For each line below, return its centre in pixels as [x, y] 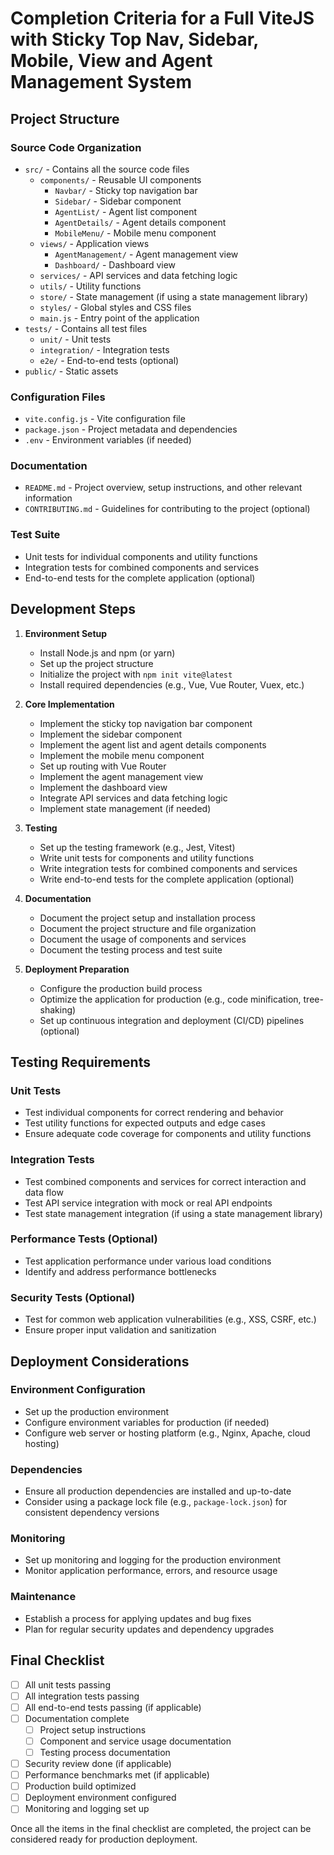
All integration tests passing [82, 1696]
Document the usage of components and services [143, 939]
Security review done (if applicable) [98, 1763]
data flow [44, 1192]
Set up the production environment [97, 1411]
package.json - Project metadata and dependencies [131, 429]
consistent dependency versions [92, 1513]
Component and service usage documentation [135, 1741]
